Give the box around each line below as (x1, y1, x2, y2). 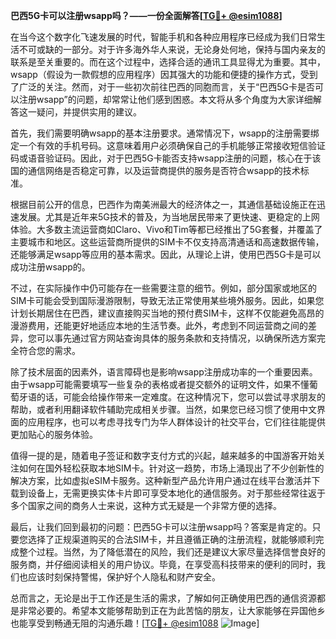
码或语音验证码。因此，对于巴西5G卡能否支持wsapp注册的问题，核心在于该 (10, 152, 322, 164)
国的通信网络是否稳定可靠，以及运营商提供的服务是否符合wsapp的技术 (10, 165, 301, 176)
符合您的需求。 (18, 345, 81, 356)
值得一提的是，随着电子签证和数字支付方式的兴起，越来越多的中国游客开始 (10, 450, 317, 461)
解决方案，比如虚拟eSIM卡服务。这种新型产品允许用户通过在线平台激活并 (10, 475, 312, 486)
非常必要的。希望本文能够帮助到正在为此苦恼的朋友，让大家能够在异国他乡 (18, 605, 326, 616)
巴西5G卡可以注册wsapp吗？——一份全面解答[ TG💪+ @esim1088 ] (10, 10, 283, 21)
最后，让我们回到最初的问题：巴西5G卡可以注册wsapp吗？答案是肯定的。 (10, 521, 313, 533)
